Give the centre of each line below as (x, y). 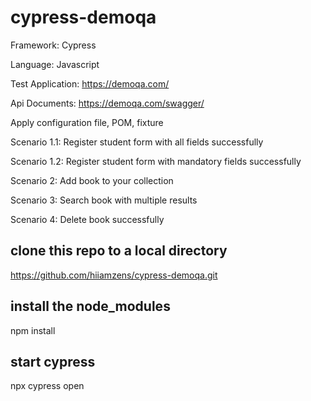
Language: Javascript (55, 64)
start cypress (53, 361)
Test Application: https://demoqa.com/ (90, 83)
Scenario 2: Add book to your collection (92, 180)
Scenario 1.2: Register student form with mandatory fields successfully (156, 161)
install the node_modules (90, 306)
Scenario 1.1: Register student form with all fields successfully (137, 142)
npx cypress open (47, 386)
